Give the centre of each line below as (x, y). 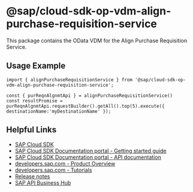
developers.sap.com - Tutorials (53, 170)
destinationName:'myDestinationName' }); (59, 111)
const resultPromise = (34, 101)
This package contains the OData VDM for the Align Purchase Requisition (97, 40)
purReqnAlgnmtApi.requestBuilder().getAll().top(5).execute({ (85, 106)
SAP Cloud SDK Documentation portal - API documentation (88, 157)
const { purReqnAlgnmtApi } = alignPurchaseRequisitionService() (89, 95)
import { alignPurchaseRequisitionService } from (70, 79)
